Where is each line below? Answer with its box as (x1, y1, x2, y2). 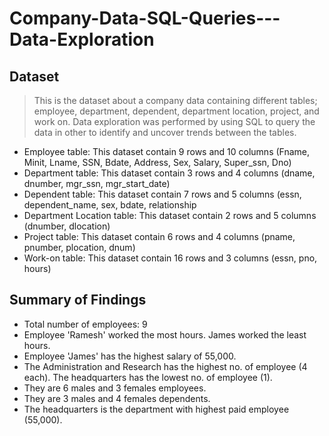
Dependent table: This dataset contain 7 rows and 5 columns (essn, (23, 188, 302, 200)
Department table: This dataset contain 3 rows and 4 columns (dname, (23, 167, 316, 179)
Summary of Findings (9, 292, 147, 309)
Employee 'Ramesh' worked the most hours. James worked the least (23, 328, 307, 341)
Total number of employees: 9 (23, 318, 148, 330)
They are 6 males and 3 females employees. (23, 382, 207, 394)
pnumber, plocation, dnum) (23, 242, 136, 253)
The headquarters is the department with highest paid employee (23, 403, 290, 415)
